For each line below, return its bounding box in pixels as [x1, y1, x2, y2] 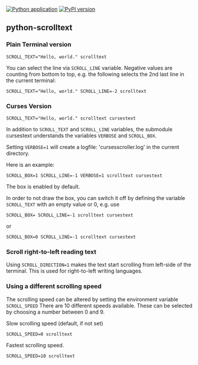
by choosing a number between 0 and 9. [6, 308, 105, 315]
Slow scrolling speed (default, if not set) [6, 319, 103, 327]
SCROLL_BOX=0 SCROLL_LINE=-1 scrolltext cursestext [6, 234, 136, 240]
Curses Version [6, 102, 52, 110]
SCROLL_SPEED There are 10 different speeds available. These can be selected [6, 302, 193, 309]
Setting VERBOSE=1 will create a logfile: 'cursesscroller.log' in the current [6, 143, 179, 150]
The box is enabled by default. [6, 183, 80, 190]
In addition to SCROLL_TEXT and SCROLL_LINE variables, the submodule [6, 125, 173, 133]
